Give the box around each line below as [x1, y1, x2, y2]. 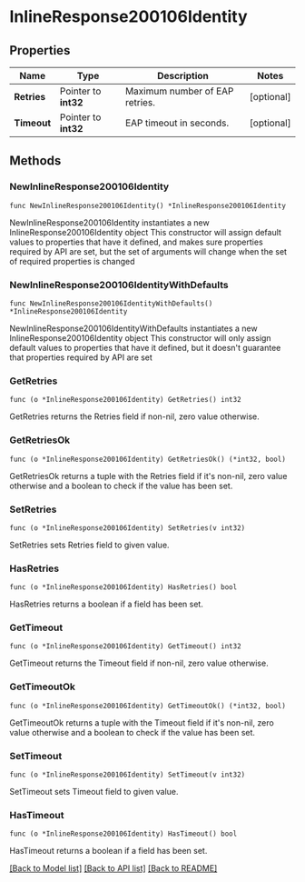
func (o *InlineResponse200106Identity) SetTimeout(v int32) [9, 770, 246, 779]
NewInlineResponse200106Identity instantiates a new [9, 216, 211, 228]
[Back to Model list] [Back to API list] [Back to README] [9, 863, 218, 874]
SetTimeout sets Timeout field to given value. [9, 787, 179, 797]
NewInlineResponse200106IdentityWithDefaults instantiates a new [9, 323, 258, 334]
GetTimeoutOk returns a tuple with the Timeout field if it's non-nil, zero [9, 717, 274, 728]
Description [157, 70, 209, 82]
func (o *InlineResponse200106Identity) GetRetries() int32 [9, 396, 242, 405]
